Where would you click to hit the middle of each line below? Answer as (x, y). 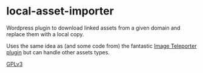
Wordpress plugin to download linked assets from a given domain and (93, 28)
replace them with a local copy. (45, 34)
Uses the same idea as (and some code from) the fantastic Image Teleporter (101, 46)
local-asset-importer (60, 11)
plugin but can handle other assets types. (58, 52)
